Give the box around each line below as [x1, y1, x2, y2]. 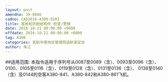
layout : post [5, 7, 33, 12]
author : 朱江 [5, 44, 31, 49]
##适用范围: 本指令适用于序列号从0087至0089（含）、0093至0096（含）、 [5, 58, 159, 65]
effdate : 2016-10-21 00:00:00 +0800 [5, 30, 82, 35]
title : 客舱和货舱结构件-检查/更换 [5, 21, 71, 26]
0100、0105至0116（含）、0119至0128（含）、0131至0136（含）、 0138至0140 [5, 65, 163, 71]
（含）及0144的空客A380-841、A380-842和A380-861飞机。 [5, 71, 132, 77]
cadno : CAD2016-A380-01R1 [5, 16, 60, 21]
